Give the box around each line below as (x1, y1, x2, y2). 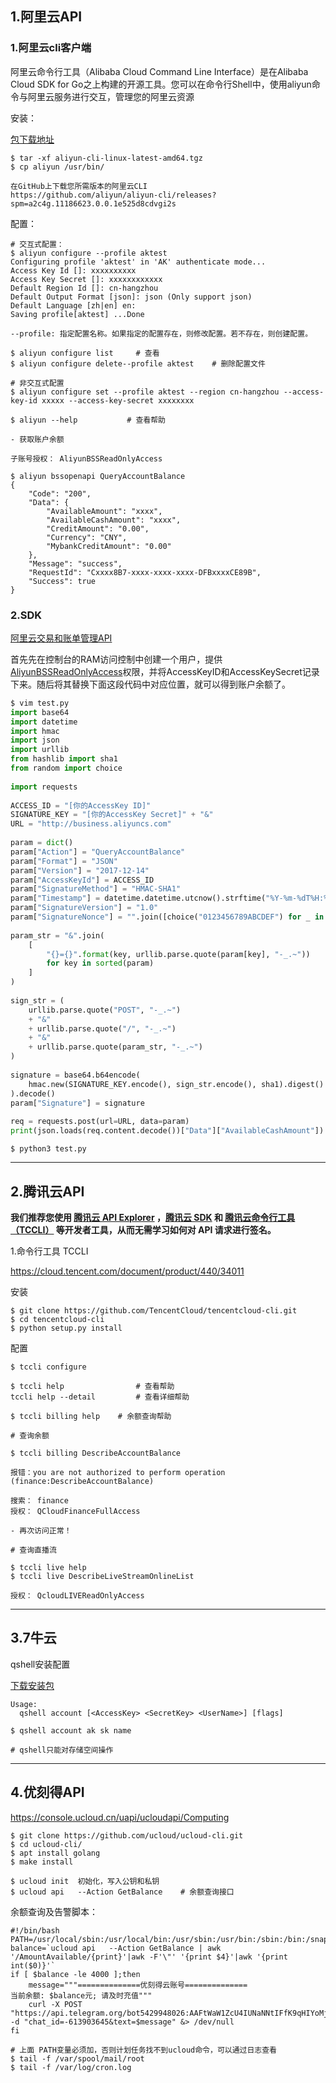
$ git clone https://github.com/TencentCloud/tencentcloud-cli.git (10, 1305, 298, 1316)
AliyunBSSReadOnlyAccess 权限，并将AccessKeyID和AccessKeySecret (10, 665, 303, 677)
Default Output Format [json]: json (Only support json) (10, 292, 253, 302)
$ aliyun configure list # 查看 (10, 348, 160, 358)
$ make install (10, 1857, 74, 1867)
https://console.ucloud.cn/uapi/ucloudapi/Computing (10, 1811, 230, 1823)
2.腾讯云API (10, 1183, 85, 1200)
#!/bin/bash (10, 1925, 60, 1936)
